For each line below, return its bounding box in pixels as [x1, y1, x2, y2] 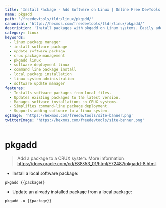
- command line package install [9, 67, 77, 72]
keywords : [5, 35, 26, 40]
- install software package [9, 44, 68, 49]
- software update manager [9, 81, 65, 86]
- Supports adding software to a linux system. [9, 108, 110, 114]
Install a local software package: [12, 170, 78, 176]
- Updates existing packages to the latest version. [9, 95, 121, 100]
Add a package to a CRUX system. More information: [17, 156, 125, 161]
